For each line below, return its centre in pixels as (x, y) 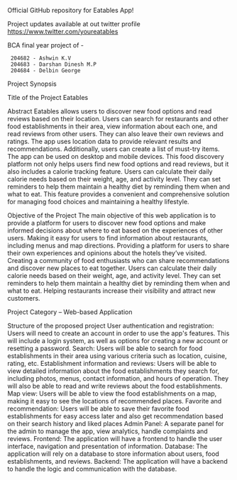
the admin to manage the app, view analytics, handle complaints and (108, 431)
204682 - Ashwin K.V (41, 58)
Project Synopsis (32, 84)
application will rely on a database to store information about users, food (114, 454)
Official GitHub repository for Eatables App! (71, 10)
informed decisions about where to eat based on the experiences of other (115, 230)
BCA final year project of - (45, 45)
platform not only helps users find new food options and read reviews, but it (118, 164)
